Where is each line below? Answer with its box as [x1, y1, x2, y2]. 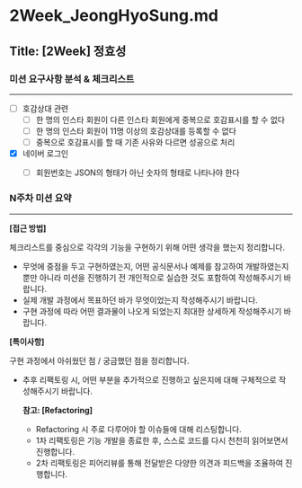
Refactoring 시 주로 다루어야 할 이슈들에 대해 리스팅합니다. [35, 423, 243, 434]
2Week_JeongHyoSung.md [9, 5, 218, 26]
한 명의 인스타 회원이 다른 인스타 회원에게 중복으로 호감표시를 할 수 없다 [35, 114, 286, 125]
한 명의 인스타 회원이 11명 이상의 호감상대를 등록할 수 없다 [35, 126, 236, 136]
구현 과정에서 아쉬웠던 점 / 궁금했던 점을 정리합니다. [9, 355, 190, 366]
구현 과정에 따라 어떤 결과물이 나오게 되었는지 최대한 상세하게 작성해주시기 [22, 306, 282, 316]
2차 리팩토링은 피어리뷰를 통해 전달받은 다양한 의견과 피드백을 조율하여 [35, 457, 283, 468]
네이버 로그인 [22, 148, 69, 159]
